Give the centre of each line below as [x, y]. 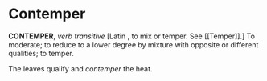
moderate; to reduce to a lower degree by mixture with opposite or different [133, 44]
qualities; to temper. [41, 53]
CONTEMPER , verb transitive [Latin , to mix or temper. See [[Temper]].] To [132, 36]
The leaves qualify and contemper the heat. [80, 68]
